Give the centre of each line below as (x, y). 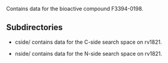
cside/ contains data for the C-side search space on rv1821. (88, 42)
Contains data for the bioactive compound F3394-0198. (75, 9)
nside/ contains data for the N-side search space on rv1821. (88, 53)
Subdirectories (34, 27)
